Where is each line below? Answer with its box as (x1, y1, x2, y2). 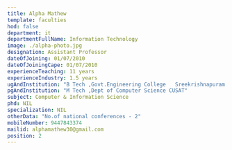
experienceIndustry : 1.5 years (7, 74, 98, 82)
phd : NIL (7, 100, 33, 107)
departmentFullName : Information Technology (7, 36, 138, 43)
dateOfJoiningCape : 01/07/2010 (7, 62, 98, 68)
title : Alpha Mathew (7, 10, 67, 17)
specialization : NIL (7, 106, 67, 113)
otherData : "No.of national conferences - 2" (7, 113, 141, 120)
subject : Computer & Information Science (7, 94, 129, 101)
